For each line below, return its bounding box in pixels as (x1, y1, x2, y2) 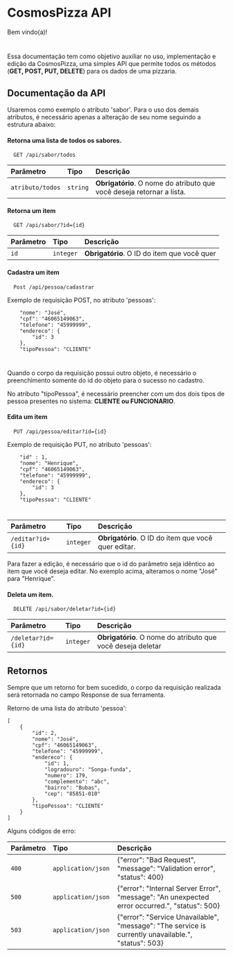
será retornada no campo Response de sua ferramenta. (7, 691, 166, 699)
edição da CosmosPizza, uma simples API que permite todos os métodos (7, 60, 216, 68)
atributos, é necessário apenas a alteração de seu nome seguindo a (7, 112, 201, 121)
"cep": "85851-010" (44, 790, 101, 797)
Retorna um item (7, 206, 56, 214)
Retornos (7, 665, 48, 677)
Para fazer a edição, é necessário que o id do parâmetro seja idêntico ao (7, 560, 215, 568)
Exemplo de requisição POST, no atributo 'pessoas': (7, 296, 156, 304)
